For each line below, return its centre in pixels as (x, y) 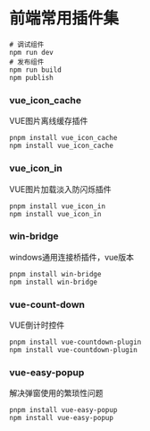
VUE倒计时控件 (37, 325)
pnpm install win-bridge (55, 274)
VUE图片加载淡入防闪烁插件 (60, 189)
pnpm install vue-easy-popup (63, 410)
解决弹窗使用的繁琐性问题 (56, 393)
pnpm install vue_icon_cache (63, 138)
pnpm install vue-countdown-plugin (75, 342)
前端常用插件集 (64, 18)
